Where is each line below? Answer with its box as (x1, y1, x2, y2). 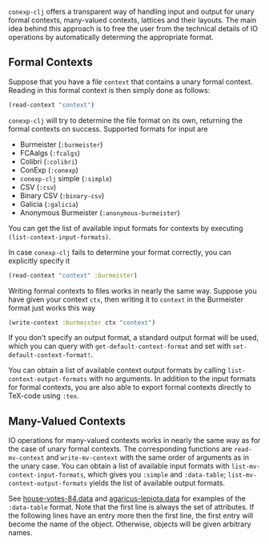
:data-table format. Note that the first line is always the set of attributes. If (8, 502, 255, 512)
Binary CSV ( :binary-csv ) (19, 190, 105, 200)
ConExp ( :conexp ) (19, 164, 78, 175)
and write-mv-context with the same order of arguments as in (46, 453, 250, 462)
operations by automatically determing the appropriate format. (8, 32, 214, 42)
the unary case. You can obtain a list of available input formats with (8, 461, 230, 471)
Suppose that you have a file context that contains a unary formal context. (8, 76, 253, 87)
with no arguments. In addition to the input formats (89, 374, 256, 384)
